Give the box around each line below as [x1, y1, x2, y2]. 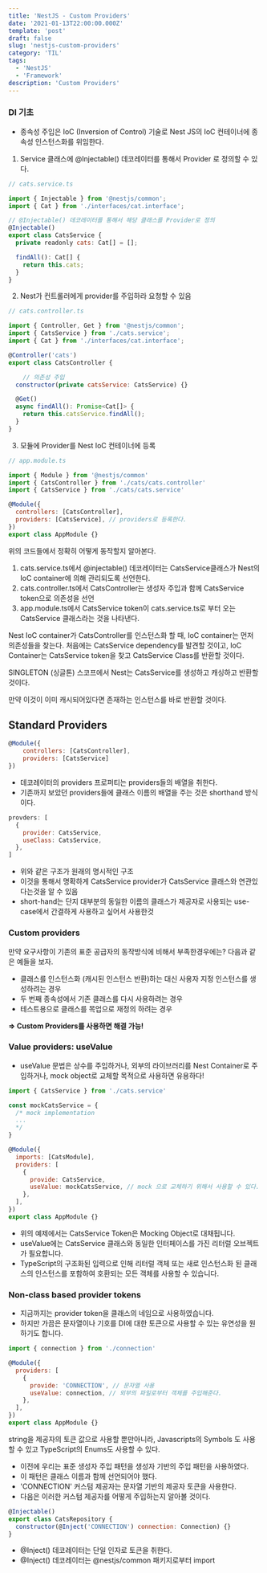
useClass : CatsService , [22, 836, 103, 844]
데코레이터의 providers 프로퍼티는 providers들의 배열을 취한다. [19, 777, 218, 787]
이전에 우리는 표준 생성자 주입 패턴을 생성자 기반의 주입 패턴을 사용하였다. [19, 1461, 249, 1471]
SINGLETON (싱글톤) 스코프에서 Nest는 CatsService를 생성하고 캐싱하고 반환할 [8, 668, 259, 677]
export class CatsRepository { [8, 1515, 113, 1523]
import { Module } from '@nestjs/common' [8, 471, 149, 479]
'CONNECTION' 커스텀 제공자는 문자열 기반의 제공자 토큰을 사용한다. [19, 1481, 237, 1491]
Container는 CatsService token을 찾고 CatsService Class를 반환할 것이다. [8, 650, 245, 660]
